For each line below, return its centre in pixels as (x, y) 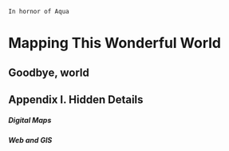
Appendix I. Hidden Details (76, 99)
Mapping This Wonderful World (115, 43)
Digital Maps (30, 120)
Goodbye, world (49, 72)
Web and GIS (30, 140)
